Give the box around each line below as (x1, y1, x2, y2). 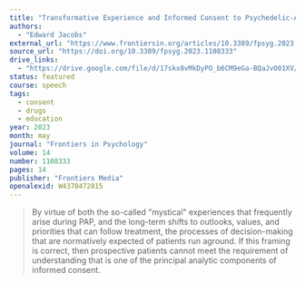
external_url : (9, 38, 64, 48)
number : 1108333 (9, 156, 71, 166)
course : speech (9, 81, 67, 90)
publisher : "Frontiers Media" (9, 173, 124, 182)
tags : (9, 89, 30, 98)
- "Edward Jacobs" (17, 30, 88, 39)
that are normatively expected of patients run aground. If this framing (31, 236, 290, 247)
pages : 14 (9, 165, 47, 174)
